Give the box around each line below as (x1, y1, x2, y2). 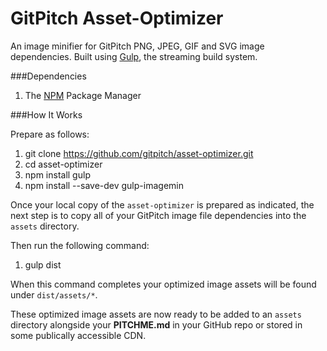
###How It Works (10, 108, 83, 121)
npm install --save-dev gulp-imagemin (24, 179, 184, 191)
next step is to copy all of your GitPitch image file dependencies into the (10, 209, 307, 221)
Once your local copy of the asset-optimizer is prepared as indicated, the (10, 198, 315, 211)
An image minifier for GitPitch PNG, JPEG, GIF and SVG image (10, 40, 265, 52)
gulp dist (24, 258, 62, 271)
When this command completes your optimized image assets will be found (10, 278, 317, 290)
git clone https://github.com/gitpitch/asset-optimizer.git (24, 147, 254, 159)
